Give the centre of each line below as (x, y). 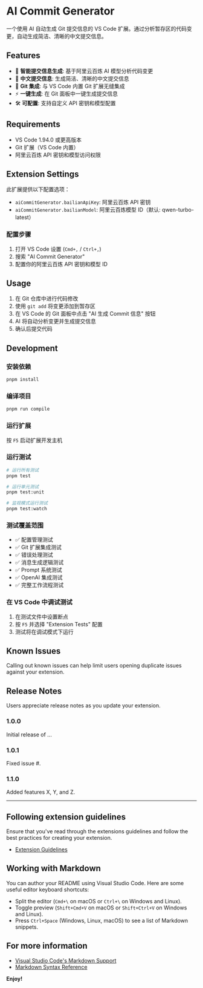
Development (32, 348)
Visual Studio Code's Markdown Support (66, 960)
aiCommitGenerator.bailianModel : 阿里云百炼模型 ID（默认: (88, 210)
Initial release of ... (29, 734)
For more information (47, 946)
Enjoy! (14, 978)
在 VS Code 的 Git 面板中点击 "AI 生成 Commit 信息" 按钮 (85, 314)
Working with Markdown (54, 869)
